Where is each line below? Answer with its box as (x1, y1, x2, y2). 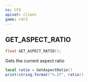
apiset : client (5, 12, 37, 17)
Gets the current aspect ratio (5, 58, 65, 64)
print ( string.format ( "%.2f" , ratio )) (5, 72, 84, 77)
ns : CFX (5, 7, 21, 13)
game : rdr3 (5, 17, 28, 22)
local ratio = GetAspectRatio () (5, 67, 72, 73)
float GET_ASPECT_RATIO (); (5, 49, 61, 54)
